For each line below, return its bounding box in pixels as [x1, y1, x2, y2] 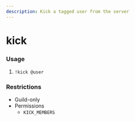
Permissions [14, 102, 45, 109]
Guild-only [14, 96, 40, 103]
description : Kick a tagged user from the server [6, 8, 130, 15]
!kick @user [14, 69, 44, 75]
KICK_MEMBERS [23, 110, 56, 116]
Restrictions [6, 83, 42, 91]
